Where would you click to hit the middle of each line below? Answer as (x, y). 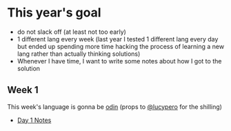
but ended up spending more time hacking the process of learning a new (121, 46)
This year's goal (54, 13)
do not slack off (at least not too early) (71, 32)
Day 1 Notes (34, 120)
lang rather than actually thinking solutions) (79, 54)
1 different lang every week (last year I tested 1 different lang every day (118, 39)
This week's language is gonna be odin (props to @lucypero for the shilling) (115, 107)
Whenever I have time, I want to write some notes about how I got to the (119, 61)
